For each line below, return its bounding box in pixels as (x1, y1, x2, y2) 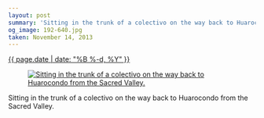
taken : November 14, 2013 (8, 33, 93, 41)
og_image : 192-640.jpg (8, 26, 82, 34)
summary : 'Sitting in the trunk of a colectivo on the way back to (8, 19, 234, 27)
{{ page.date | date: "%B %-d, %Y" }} (8, 55, 130, 64)
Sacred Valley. (8, 102, 55, 111)
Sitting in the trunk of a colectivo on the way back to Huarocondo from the (8, 93, 249, 102)
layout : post (8, 11, 51, 20)
